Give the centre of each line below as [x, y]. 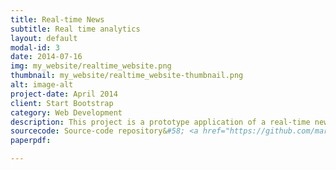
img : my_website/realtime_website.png [91, 66]
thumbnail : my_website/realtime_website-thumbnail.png [127, 76]
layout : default [44, 38]
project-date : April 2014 [64, 94]
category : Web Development [66, 112]
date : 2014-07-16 [46, 57]
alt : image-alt [42, 85]
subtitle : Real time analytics [75, 29]
